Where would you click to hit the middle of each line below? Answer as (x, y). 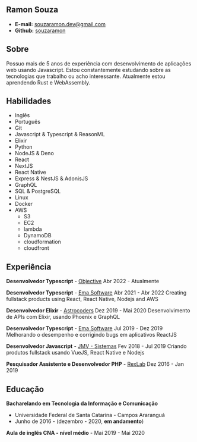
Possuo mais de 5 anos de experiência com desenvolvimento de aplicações (99, 63)
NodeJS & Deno (34, 153)
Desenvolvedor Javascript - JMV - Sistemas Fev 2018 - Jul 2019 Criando (96, 346)
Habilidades (29, 101)
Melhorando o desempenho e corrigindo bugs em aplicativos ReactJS (91, 335)
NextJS (24, 166)
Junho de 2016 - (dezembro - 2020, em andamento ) (79, 421)
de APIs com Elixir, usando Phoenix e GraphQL (63, 317)
